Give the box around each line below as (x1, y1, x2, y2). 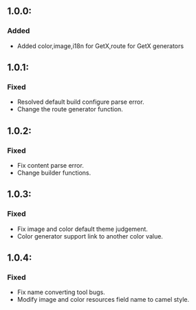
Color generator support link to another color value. (17, 232, 164, 240)
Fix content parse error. (17, 162, 84, 170)
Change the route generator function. (17, 105, 124, 113)
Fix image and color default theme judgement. (17, 225, 148, 233)
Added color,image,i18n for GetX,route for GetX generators (17, 41, 184, 50)
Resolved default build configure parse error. (17, 98, 144, 106)
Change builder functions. (17, 168, 91, 177)
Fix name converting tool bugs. (17, 288, 105, 296)
